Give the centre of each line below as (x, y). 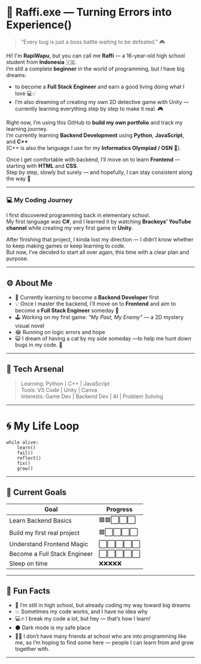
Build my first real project (44, 533)
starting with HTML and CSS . (42, 166)
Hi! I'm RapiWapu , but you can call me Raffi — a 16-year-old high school (96, 56)
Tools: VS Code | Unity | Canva (59, 390)
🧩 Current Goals (36, 492)
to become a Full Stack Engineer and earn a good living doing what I (100, 87)
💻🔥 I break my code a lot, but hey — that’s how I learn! (83, 619)
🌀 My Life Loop (43, 426)
